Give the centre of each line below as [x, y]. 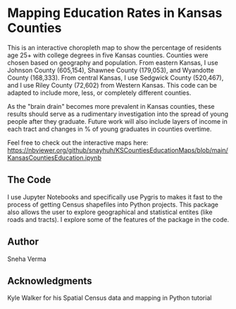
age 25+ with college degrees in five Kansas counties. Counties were [108, 55]
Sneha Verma [27, 259]
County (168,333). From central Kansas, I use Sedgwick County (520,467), [116, 77]
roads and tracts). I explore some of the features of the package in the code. [118, 219]
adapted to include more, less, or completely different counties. [99, 93]
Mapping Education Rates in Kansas [115, 13]
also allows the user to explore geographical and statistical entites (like [110, 212]
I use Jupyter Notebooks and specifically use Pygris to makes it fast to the [115, 197]
